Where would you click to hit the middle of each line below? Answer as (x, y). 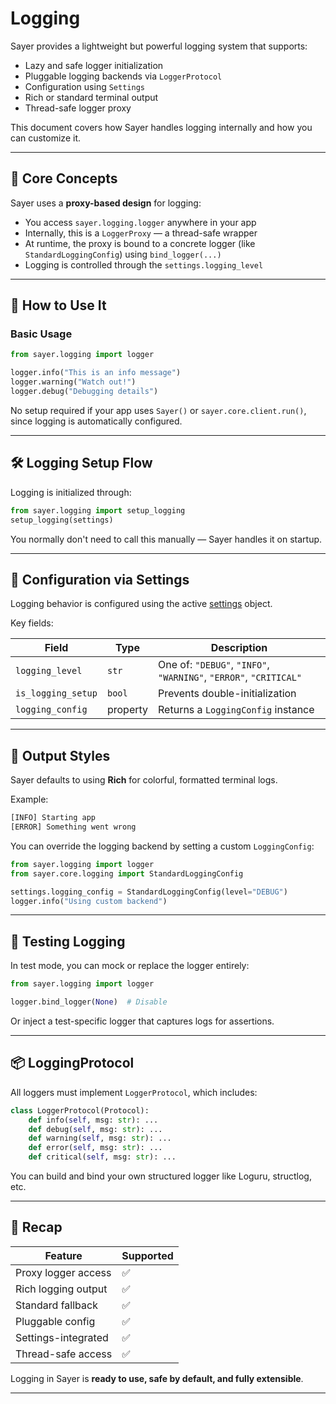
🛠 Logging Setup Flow (81, 463)
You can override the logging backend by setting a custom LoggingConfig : (162, 846)
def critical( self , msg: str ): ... (102, 1157)
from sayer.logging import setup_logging (98, 510)
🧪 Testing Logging (68, 941)
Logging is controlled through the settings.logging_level (144, 264)
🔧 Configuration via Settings (100, 579)
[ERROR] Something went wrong (73, 827)
